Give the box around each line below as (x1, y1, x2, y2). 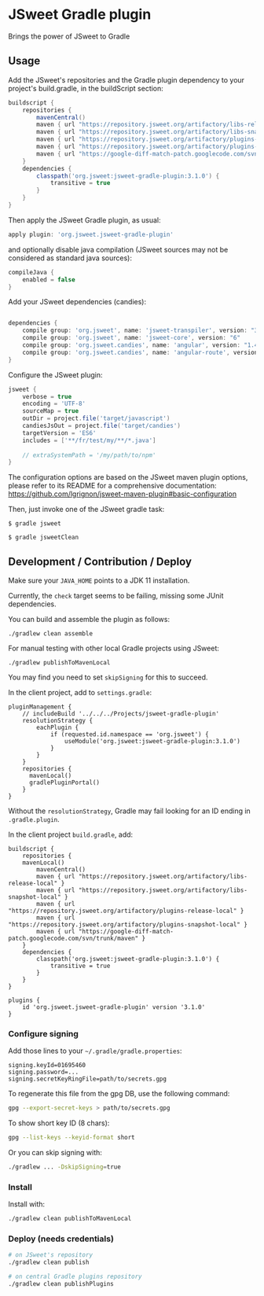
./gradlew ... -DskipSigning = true (8, 1163, 122, 1171)
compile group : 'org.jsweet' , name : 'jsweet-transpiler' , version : (22, 326, 247, 335)
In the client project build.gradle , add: (8, 830, 134, 839)
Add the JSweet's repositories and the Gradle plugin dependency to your (8, 75, 245, 84)
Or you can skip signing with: (8, 1148, 102, 1158)
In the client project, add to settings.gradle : (8, 688, 152, 698)
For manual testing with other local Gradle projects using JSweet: (8, 643, 220, 654)
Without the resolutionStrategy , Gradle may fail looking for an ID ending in (8, 806, 251, 816)
